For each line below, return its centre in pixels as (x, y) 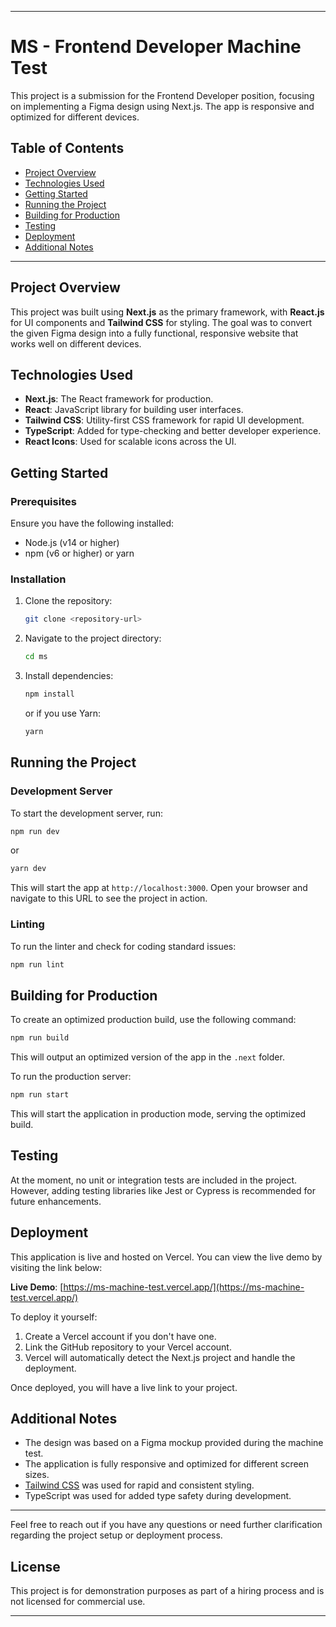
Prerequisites (43, 501)
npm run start (40, 1095)
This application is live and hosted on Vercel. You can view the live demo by (166, 1257)
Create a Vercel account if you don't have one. (120, 1336)
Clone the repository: (68, 601)
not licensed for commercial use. (78, 1602)
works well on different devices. (76, 343)
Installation (38, 579)
